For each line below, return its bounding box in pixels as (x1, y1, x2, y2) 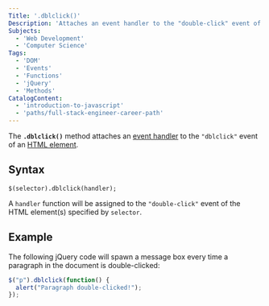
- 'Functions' (15, 72, 63, 80)
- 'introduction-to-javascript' (15, 101, 125, 110)
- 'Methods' (15, 86, 56, 95)
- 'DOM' (15, 57, 42, 65)
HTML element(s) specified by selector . (8, 207, 143, 217)
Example (8, 230, 53, 244)
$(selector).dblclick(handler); (8, 184, 117, 192)
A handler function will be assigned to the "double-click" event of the (8, 198, 241, 208)
